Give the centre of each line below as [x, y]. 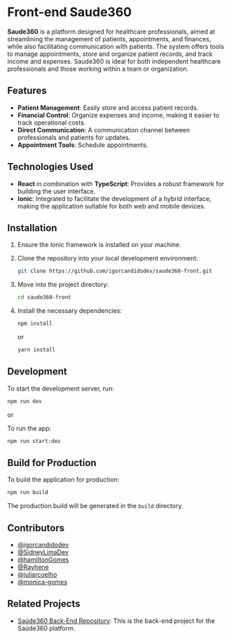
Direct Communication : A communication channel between [104, 129]
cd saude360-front [44, 297]
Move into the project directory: [63, 285]
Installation [32, 228]
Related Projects [44, 604]
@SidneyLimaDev [43, 552]
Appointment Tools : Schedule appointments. [83, 145]
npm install [35, 324]
